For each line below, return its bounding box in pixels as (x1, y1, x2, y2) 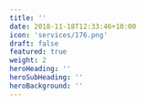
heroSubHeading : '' (9, 73, 84, 82)
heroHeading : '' (9, 65, 71, 74)
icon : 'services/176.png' (9, 30, 108, 39)
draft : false (9, 38, 59, 48)
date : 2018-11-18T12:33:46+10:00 (9, 22, 137, 31)
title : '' (9, 13, 47, 23)
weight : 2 (9, 56, 47, 65)
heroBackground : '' (9, 81, 84, 90)
